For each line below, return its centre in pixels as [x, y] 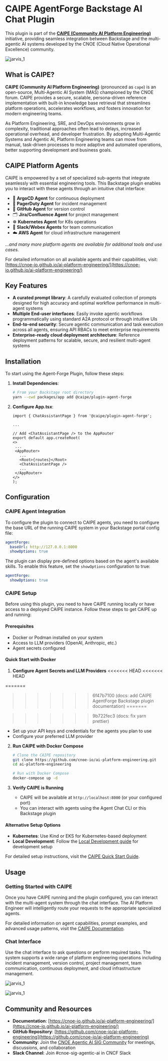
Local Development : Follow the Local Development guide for [75, 841]
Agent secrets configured [39, 648]
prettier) [101, 721]
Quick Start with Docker [31, 660]
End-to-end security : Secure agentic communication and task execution [88, 325]
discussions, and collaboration [44, 1048]
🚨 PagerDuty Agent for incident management [59, 203]
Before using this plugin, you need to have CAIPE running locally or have [80, 604]
